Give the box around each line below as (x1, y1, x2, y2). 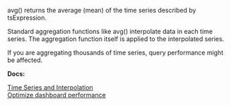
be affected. (7, 56, 43, 64)
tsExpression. (7, 13, 47, 22)
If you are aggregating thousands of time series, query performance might (7, 49, 224, 57)
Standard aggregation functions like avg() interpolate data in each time (7, 28, 213, 35)
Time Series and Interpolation (7, 83, 93, 91)
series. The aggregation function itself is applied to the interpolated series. (7, 35, 225, 43)
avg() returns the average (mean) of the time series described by (7, 6, 196, 14)
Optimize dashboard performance (7, 91, 106, 99)
